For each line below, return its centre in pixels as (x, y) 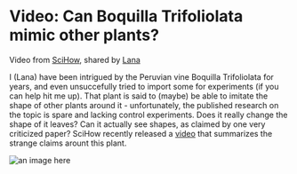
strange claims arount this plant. (68, 143)
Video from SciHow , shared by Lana (75, 59)
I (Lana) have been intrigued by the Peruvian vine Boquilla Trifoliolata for (141, 76)
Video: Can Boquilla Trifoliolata (126, 16)
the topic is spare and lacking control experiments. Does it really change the (148, 115)
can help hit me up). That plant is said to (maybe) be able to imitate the (139, 96)
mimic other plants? (84, 35)
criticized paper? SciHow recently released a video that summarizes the (141, 133)
